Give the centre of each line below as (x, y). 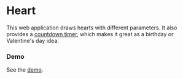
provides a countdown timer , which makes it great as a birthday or (90, 34)
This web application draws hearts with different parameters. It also (92, 28)
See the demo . (25, 70)
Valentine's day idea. (33, 40)
